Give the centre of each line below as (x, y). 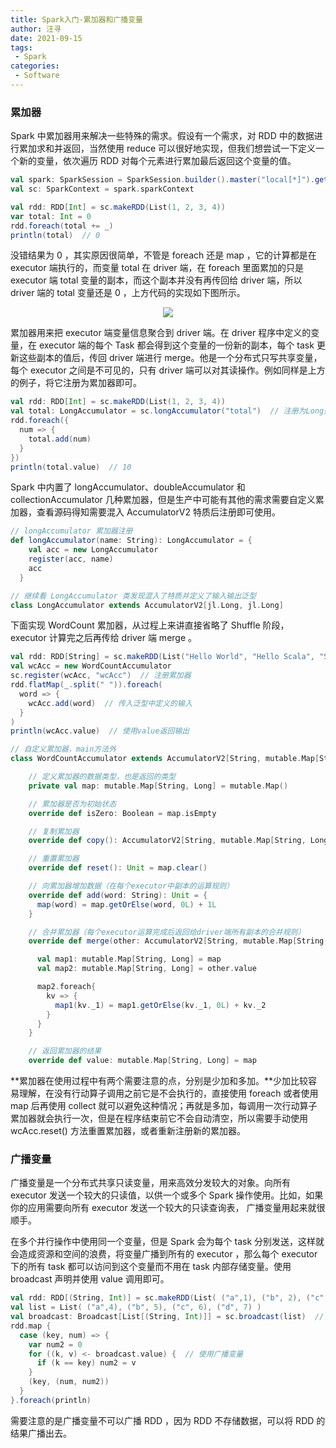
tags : (21, 47)
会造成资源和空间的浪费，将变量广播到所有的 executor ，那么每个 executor (164, 1254)
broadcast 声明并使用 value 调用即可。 (90, 1279)
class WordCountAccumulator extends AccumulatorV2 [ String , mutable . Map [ (165, 759)
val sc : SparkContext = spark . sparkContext (102, 189)
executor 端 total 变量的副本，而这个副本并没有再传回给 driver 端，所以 (156, 280)
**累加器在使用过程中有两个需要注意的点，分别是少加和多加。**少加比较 (159, 1081)
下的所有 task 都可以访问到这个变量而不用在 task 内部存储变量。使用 (151, 1267)
